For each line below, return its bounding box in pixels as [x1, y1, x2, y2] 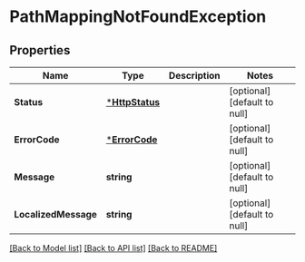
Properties [9, 43, 71, 58]
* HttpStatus [105, 96, 161, 108]
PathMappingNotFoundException [9, 6, 267, 27]
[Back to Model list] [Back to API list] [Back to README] [9, 243, 218, 253]
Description [168, 70, 221, 82]
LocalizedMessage [14, 209, 98, 220]
